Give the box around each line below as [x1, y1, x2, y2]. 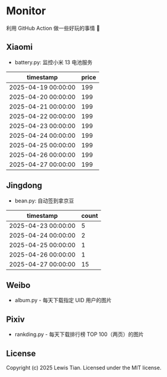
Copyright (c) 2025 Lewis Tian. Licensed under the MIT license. [6, 364, 162, 371]
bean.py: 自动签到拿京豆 [14, 197, 74, 204]
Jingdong [6, 180, 43, 191]
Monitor [6, 4, 46, 18]
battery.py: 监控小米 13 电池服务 [14, 58, 93, 66]
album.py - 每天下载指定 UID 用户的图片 [14, 297, 112, 304]
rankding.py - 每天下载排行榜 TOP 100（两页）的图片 [14, 331, 144, 338]
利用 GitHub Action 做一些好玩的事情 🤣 [6, 24, 100, 31]
